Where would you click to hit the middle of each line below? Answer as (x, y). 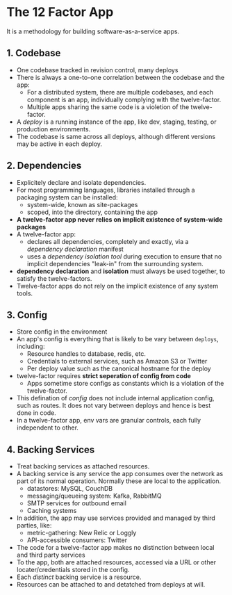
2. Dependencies (44, 166)
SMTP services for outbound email (76, 503)
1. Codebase (34, 53)
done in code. (36, 413)
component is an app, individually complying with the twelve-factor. (124, 99)
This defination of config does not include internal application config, (115, 398)
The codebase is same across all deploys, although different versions (116, 136)
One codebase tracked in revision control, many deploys (97, 70)
